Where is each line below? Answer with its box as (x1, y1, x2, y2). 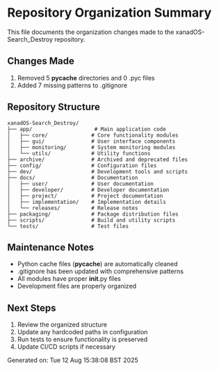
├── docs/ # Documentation (7, 174, 138, 181)
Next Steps (7, 302, 56, 313)
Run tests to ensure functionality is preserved (17, 335, 148, 344)
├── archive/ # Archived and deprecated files (7, 156, 188, 163)
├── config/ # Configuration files (7, 162, 157, 169)
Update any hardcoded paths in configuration (17, 328, 148, 336)
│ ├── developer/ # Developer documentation (7, 186, 170, 193)
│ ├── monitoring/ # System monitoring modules (7, 144, 176, 150)
